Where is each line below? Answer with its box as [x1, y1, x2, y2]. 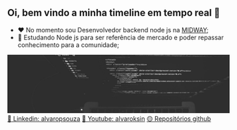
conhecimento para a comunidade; [17, 40, 120, 49]
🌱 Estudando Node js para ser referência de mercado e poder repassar [17, 33, 224, 41]
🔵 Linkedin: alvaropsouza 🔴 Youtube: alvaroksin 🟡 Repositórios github [7, 114, 212, 123]
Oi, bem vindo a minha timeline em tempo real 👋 [7, 7, 221, 19]
